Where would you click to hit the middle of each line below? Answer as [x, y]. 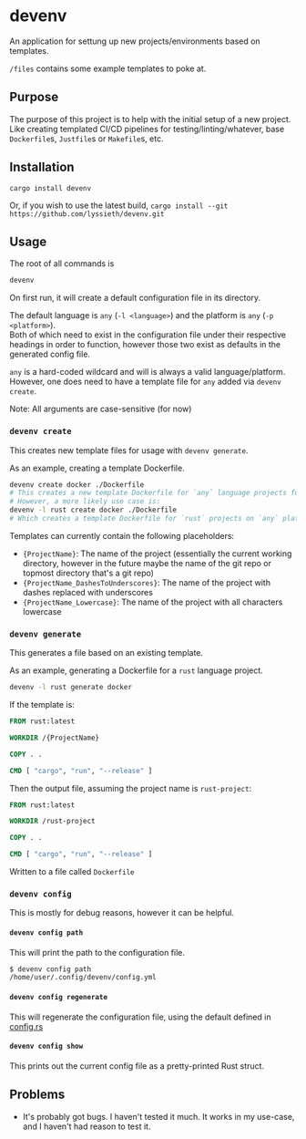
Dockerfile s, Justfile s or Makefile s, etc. [87, 139]
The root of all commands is [62, 264]
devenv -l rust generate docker [71, 688]
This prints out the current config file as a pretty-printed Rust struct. [137, 1066]
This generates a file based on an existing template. [106, 653]
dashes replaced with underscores [87, 592]
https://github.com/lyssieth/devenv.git [87, 214]
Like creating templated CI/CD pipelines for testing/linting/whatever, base [147, 129]
